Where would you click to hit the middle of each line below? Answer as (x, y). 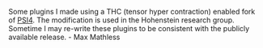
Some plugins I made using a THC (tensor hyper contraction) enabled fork (132, 12)
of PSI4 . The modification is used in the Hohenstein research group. (121, 20)
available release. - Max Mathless (64, 37)
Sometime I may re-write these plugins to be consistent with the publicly (129, 28)
